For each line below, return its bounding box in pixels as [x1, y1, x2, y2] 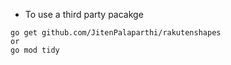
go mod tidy [10, 45, 60, 55]
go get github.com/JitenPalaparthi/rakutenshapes [10, 28, 222, 38]
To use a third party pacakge [24, 9, 144, 20]
